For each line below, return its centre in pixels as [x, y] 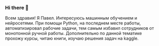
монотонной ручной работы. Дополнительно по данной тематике [74, 34]
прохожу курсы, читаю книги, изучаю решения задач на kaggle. [72, 38]
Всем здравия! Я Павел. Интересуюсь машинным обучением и [71, 18]
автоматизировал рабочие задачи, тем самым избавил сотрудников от [79, 28]
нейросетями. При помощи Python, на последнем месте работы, [73, 23]
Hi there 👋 [17, 8]
